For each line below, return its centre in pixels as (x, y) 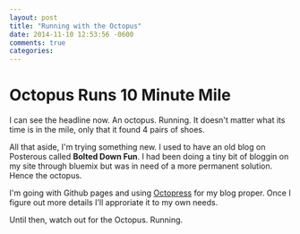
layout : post (34, 17)
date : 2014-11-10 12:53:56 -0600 (72, 34)
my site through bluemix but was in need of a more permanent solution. (141, 166)
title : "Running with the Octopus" (76, 26)
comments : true (38, 43)
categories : (31, 51)
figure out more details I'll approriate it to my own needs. (114, 203)
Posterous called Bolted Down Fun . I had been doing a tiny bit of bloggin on (149, 157)
